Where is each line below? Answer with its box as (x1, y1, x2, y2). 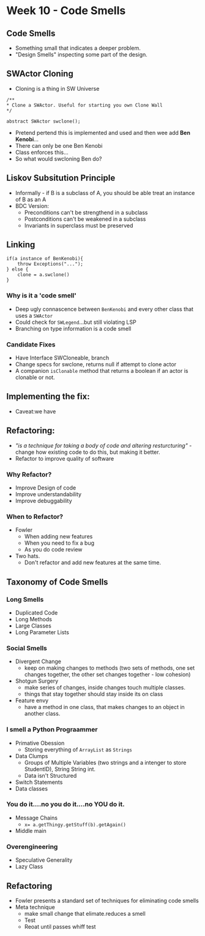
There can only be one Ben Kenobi (15, 142, 103, 149)
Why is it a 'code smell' (6, 291, 76, 300)
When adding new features (24, 533, 93, 540)
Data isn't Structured (24, 772, 77, 779)
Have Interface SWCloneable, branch (15, 354, 110, 362)
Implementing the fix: (6, 391, 90, 402)
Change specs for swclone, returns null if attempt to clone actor (15, 361, 176, 368)
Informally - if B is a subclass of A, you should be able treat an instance (15, 189, 195, 196)
